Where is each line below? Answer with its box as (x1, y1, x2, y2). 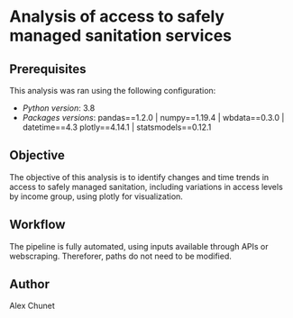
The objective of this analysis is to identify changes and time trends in (9, 171, 270, 182)
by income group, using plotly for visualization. (9, 191, 183, 202)
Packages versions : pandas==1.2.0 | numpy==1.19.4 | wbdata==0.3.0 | (22, 113, 285, 123)
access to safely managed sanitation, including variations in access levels (9, 181, 284, 192)
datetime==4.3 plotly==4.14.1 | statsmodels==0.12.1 (22, 122, 212, 132)
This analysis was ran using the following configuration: (9, 86, 216, 95)
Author (9, 277, 50, 292)
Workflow (9, 217, 66, 232)
